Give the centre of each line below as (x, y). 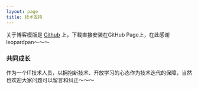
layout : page (22, 11)
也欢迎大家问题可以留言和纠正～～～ (50, 80)
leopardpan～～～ (28, 42)
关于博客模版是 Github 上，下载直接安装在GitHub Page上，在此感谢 (88, 34)
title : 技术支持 (24, 17)
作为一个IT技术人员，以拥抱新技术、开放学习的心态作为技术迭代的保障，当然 (99, 72)
